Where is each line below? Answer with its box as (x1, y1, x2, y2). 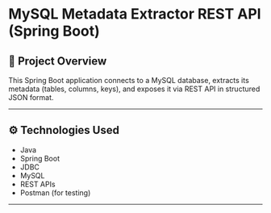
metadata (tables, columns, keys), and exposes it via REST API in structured (8, 84, 261, 94)
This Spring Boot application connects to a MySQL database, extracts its (8, 76, 250, 85)
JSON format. (8, 93, 54, 102)
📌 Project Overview (8, 54, 107, 68)
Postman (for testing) (19, 187, 91, 198)
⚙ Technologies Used (8, 123, 119, 137)
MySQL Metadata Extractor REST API (8, 5, 261, 23)
